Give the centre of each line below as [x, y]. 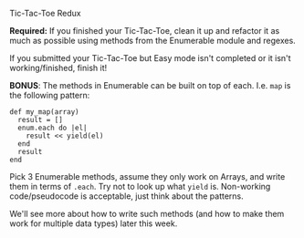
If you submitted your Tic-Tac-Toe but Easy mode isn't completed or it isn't [150, 58]
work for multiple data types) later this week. [94, 223]
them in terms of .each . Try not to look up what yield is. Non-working [140, 186]
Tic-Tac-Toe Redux [46, 13]
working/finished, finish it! [58, 68]
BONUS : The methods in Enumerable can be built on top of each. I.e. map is [150, 85]
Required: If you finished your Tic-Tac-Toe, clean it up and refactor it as [145, 31]
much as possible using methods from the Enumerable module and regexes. [153, 41]
